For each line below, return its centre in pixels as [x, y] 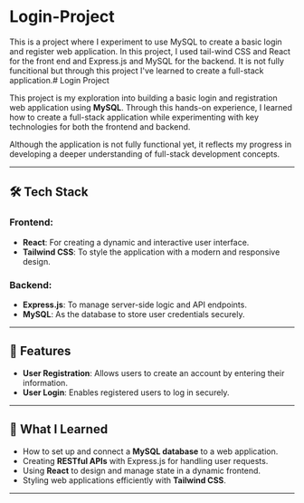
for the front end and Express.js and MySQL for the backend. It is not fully [147, 61]
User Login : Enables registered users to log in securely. [126, 392]
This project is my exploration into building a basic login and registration [143, 98]
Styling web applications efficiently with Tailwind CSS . [124, 480]
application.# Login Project [60, 80]
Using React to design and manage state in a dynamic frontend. [141, 470]
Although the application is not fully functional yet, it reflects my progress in [151, 144]
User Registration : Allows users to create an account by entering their [153, 372]
